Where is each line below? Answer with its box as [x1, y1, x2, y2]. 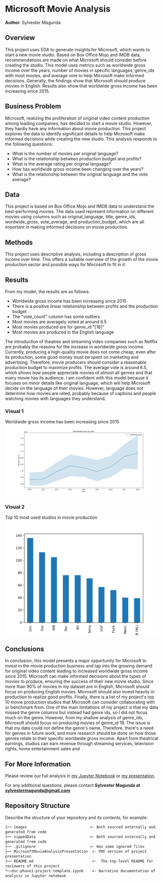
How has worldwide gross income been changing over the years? [12, 166, 144, 172]
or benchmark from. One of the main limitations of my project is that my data [5, 705, 159, 710]
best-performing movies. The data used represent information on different [5, 209, 154, 215]
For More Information [5, 760, 71, 768]
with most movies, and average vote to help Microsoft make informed [5, 72, 145, 78]
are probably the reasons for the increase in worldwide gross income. [5, 344, 145, 350]
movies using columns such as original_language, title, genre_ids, [5, 214, 137, 220]
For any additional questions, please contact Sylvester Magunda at [5, 782, 141, 788]
